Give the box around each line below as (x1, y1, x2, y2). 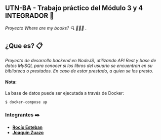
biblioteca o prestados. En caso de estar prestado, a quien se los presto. (5, 68, 154, 73)
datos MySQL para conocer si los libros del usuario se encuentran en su (5, 63, 153, 69)
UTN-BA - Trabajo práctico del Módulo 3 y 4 (5, 4, 143, 12)
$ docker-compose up (5, 100, 48, 105)
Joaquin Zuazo (12, 130, 44, 136)
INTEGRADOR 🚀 (5, 12, 54, 20)
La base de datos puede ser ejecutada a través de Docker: (5, 90, 124, 96)
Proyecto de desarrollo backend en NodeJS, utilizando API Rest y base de (5, 57, 157, 63)
